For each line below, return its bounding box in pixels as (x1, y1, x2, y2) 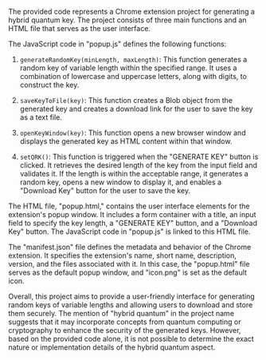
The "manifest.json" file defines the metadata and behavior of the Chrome (8, 243, 252, 251)
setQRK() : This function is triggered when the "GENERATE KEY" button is (19, 152, 259, 161)
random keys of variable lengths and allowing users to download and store (8, 300, 253, 310)
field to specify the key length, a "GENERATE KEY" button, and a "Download (8, 219, 257, 227)
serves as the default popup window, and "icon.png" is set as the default (8, 267, 247, 277)
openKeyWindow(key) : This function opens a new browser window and (19, 128, 246, 137)
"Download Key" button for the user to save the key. (19, 186, 191, 195)
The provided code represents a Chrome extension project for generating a (8, 7, 255, 16)
